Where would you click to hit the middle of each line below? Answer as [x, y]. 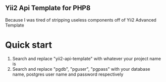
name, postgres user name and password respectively [68, 74]
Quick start [28, 45]
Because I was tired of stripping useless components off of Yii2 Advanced [81, 20]
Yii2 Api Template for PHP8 [48, 8]
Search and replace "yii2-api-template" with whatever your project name [86, 58]
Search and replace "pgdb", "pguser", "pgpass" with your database [81, 69]
